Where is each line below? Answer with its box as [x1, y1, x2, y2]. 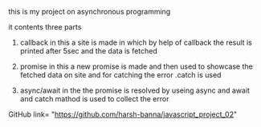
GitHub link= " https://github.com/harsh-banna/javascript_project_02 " [8, 109, 238, 119]
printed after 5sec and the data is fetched [19, 46, 158, 55]
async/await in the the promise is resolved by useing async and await [19, 85, 251, 95]
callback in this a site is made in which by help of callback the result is [19, 38, 253, 47]
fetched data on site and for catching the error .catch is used [19, 70, 222, 79]
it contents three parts [8, 22, 82, 31]
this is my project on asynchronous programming [8, 7, 171, 16]
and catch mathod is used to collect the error [19, 94, 169, 103]
